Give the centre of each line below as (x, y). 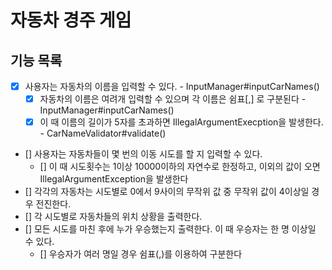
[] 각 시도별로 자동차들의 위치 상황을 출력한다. (113, 217)
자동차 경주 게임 (71, 20)
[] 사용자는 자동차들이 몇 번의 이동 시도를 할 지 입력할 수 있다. (143, 154)
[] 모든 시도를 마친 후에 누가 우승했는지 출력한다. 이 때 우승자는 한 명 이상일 (170, 229)
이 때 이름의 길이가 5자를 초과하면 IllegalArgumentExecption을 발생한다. (181, 122)
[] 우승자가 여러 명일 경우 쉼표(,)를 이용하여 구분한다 (141, 254)
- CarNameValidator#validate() (103, 133)
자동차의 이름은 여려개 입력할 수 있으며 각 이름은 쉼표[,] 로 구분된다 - (173, 99)
